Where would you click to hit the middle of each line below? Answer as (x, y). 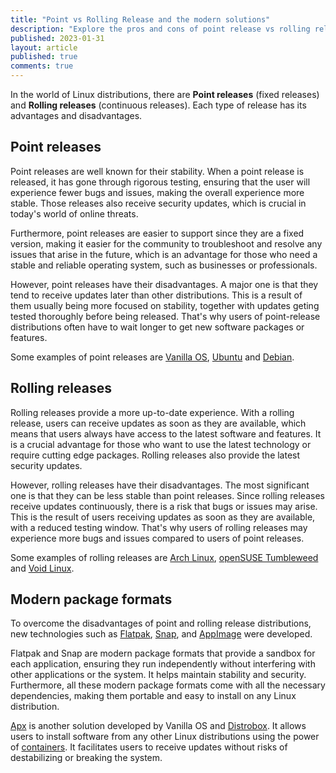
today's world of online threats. (74, 213)
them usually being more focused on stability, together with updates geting (165, 305)
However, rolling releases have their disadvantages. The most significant (160, 485)
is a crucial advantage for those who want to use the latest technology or (161, 444)
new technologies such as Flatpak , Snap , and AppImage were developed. (161, 634)
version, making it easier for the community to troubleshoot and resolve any (166, 243)
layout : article (44, 47)
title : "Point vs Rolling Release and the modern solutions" (140, 19)
